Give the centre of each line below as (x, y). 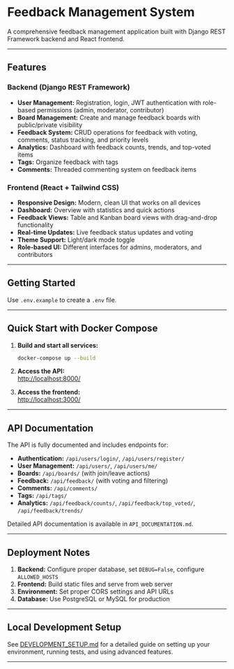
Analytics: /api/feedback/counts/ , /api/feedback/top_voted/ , (106, 503)
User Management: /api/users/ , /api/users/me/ (87, 466)
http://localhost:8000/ (49, 378)
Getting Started (41, 283)
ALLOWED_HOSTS (38, 578)
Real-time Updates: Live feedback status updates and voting (105, 232)
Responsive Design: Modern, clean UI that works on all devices (109, 203)
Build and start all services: (58, 345)
